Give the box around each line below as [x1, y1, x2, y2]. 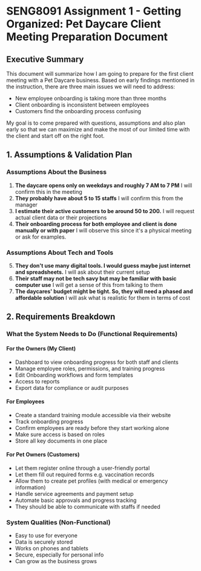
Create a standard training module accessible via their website [15, 411, 171, 418]
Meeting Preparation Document [6, 30, 168, 44]
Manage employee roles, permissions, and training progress [15, 365, 165, 372]
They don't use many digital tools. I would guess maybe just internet [15, 262, 191, 269]
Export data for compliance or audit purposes [15, 384, 129, 391]
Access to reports [15, 377, 60, 385]
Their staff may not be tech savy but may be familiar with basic [15, 274, 177, 282]
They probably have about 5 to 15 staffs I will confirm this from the [15, 194, 183, 202]
